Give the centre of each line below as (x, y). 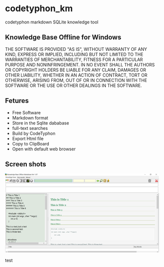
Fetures (17, 101)
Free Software (26, 112)
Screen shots (26, 164)
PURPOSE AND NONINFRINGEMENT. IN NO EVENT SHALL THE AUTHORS (80, 64)
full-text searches (30, 128)
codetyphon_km (39, 9)
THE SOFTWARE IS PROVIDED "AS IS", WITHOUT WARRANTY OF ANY (76, 49)
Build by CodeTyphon (34, 133)
